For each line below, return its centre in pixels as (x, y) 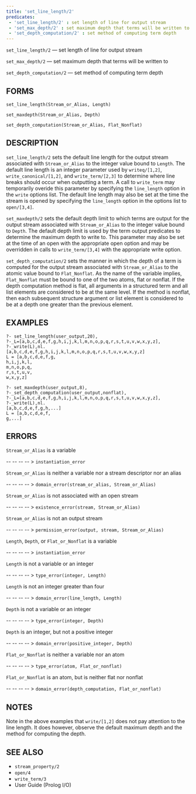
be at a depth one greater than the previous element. (70, 304)
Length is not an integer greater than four (55, 587)
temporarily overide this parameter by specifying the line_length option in (96, 188)
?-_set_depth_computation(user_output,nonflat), (66, 393)
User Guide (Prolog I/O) (43, 785)
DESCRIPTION (32, 143)
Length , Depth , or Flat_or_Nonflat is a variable (61, 541)
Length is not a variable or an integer (50, 564)
